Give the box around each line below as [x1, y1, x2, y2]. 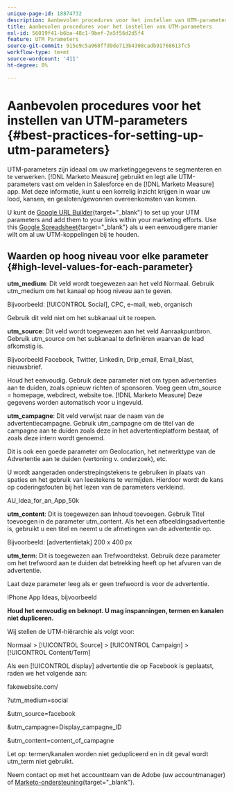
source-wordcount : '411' [7, 56, 79, 62]
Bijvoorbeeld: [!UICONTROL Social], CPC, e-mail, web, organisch [7, 300, 193, 309]
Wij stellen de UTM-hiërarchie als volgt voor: [7, 628, 135, 636]
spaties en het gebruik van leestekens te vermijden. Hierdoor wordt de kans [7, 476, 224, 484]
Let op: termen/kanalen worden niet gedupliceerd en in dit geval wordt [7, 750, 209, 758]
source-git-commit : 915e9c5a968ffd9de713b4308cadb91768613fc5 [7, 42, 191, 49]
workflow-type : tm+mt [7, 49, 70, 56]
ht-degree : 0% [7, 62, 49, 69]
